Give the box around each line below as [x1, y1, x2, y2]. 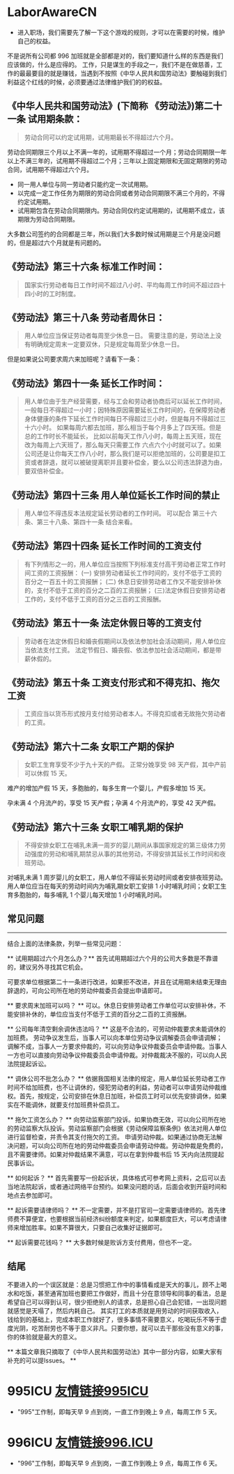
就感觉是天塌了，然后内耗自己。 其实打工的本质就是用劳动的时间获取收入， [7, 1306, 223, 1314]
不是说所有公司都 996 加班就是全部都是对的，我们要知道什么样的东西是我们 [7, 52, 224, 60]
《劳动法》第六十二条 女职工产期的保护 [7, 740, 174, 753]
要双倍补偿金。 [24, 467, 68, 475]
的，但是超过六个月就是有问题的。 [7, 238, 105, 247]
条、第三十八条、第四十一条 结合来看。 [24, 518, 136, 526]
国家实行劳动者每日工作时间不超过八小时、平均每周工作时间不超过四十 [24, 280, 226, 289]
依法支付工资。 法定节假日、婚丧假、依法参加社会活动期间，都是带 [30, 645, 221, 654]
